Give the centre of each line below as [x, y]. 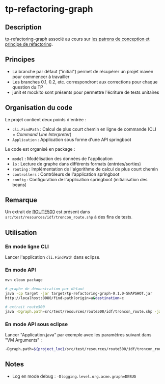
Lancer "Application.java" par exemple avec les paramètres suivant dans [78, 334]
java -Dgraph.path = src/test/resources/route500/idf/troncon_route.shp [79, 311]
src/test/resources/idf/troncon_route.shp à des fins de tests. [69, 217]
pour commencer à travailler [41, 77]
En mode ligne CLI [27, 247]
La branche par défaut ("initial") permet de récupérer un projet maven [83, 71]
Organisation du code [39, 108]
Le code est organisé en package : [40, 149]
